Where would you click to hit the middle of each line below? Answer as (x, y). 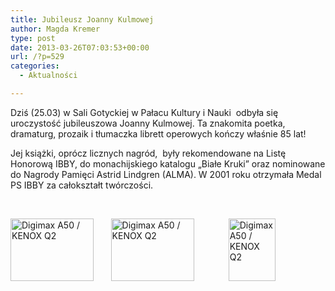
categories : (35, 66)
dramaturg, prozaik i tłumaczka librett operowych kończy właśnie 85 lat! (158, 133)
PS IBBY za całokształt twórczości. (82, 185)
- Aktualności (48, 76)
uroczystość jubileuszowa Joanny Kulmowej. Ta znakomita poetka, (148, 123)
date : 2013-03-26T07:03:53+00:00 (80, 47)
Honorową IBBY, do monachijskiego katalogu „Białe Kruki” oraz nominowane (168, 163)
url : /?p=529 (37, 57)
